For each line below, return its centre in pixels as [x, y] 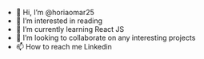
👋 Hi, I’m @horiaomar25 [55, 12]
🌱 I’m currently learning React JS [70, 29]
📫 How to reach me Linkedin [64, 47]
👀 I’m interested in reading [59, 21]
